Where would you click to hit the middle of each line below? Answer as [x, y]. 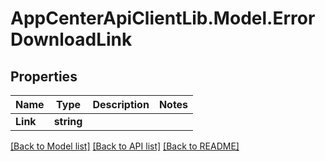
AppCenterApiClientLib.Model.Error [163, 18]
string [68, 121]
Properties [44, 76]
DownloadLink [71, 39]
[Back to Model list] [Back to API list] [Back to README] [125, 146]
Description [121, 104]
